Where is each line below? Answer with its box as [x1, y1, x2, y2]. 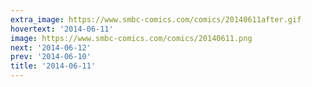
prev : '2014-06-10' [10, 52, 92, 62]
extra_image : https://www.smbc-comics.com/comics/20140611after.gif [10, 14, 302, 25]
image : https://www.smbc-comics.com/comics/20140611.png [10, 33, 253, 43]
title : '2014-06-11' [10, 61, 97, 71]
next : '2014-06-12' [10, 42, 92, 53]
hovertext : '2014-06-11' [10, 24, 114, 34]
